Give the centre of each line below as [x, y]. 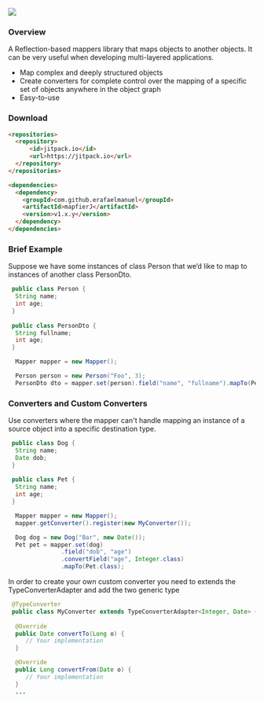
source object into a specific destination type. [82, 429]
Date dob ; [31, 458]
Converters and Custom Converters [78, 403]
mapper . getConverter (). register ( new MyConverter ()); [103, 523]
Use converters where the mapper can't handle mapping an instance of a [126, 421]
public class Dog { [44, 443]
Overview [27, 31]
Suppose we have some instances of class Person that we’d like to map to [128, 266]
